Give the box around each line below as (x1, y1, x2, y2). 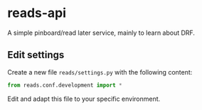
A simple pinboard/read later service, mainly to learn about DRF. (7, 28, 196, 37)
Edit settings (7, 49, 65, 61)
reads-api (7, 5, 66, 21)
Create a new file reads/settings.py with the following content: (7, 67, 193, 76)
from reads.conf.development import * (7, 82, 122, 89)
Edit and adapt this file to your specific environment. (7, 94, 161, 103)
